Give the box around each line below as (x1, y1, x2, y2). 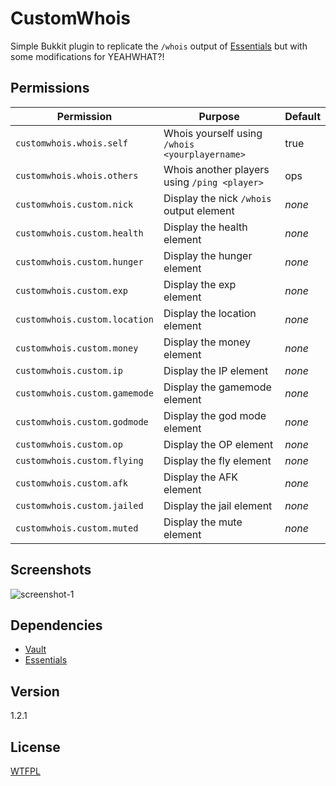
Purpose (198, 109, 240, 123)
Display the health (163, 220, 248, 234)
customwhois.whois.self (15, 137, 129, 149)
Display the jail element (163, 498, 273, 512)
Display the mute (163, 515, 243, 529)
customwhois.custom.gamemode (15, 387, 154, 399)
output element (163, 203, 235, 217)
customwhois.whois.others (15, 170, 139, 181)
